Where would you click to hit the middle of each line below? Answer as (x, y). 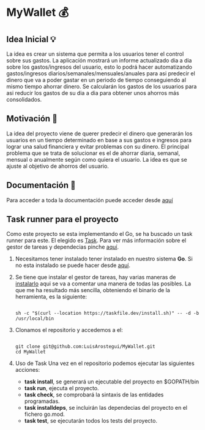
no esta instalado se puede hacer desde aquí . (73, 265)
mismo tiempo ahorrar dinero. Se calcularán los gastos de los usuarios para (102, 86)
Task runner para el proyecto (62, 220)
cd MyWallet (30, 352)
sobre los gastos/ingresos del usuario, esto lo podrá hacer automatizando (99, 67)
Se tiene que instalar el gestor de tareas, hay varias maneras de (95, 277)
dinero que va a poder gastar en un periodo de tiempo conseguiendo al (96, 80)
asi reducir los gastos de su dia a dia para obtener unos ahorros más (93, 93)
